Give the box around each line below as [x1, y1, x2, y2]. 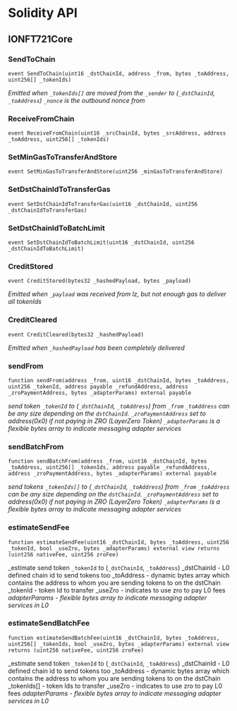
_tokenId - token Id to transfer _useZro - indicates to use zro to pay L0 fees [8, 585, 226, 594]
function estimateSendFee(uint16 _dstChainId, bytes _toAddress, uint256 [8, 538, 230, 546]
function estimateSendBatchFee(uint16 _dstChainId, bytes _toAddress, [8, 634, 220, 641]
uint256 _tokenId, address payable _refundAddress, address [8, 383, 189, 390]
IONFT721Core [8, 33, 73, 45]
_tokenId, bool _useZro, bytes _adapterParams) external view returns [8, 545, 220, 552]
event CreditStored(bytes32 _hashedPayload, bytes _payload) [8, 277, 192, 285]
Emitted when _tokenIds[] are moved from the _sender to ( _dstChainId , [8, 88, 216, 97]
